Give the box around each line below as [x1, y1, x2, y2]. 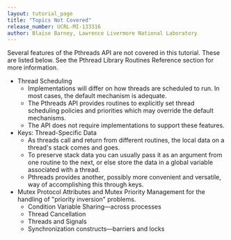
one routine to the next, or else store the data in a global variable [27, 158, 214, 167]
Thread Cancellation [27, 210, 86, 218]
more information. [7, 63, 58, 72]
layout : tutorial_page [7, 10, 73, 17]
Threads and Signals [27, 217, 87, 226]
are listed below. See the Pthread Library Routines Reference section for [7, 56, 214, 65]
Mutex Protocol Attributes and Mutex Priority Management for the [17, 188, 205, 196]
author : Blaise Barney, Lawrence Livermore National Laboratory [7, 29, 198, 37]
